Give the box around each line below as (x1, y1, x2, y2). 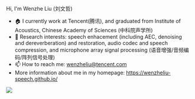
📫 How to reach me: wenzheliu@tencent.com (14, 61, 127, 67)
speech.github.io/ (14, 76, 58, 82)
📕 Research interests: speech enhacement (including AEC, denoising (14, 33, 182, 40)
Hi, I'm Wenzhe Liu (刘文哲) (6, 5, 73, 12)
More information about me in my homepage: (14, 69, 125, 76)
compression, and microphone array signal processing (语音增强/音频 (14, 46, 184, 53)
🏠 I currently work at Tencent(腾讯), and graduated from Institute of (14, 18, 181, 25)
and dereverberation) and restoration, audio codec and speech (14, 40, 168, 46)
